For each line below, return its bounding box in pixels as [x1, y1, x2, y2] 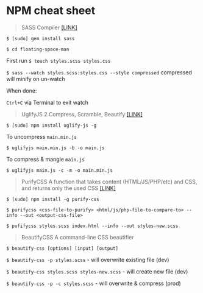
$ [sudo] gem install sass [6, 35, 75, 41]
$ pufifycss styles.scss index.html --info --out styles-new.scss [6, 223, 179, 229]
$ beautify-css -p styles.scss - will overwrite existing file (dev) [6, 256, 169, 263]
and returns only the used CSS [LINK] [21, 184, 116, 192]
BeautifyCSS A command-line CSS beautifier [21, 233, 134, 241]
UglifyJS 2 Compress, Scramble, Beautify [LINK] [21, 110, 143, 118]
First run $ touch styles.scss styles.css [6, 57, 111, 64]
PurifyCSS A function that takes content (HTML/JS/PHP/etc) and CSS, [21, 178, 198, 185]
